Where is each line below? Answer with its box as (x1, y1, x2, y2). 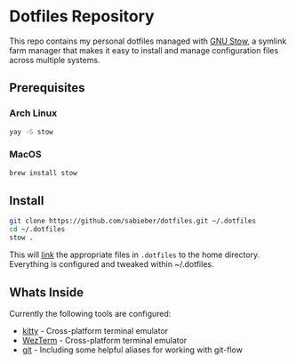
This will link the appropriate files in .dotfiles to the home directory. (9, 249, 260, 260)
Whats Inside (9, 285, 84, 300)
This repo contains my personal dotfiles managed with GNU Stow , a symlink (9, 36, 287, 46)
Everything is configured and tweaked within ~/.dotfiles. (9, 259, 214, 270)
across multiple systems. (9, 54, 100, 65)
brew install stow (9, 168, 77, 177)
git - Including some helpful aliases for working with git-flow (21, 344, 243, 355)
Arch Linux (9, 107, 58, 119)
